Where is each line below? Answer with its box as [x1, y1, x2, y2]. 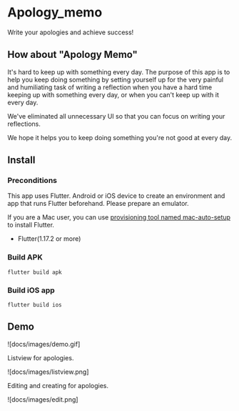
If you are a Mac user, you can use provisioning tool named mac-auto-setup [7, 213, 230, 222]
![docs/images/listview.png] [7, 367, 89, 376]
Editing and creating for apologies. [7, 381, 109, 390]
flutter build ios [7, 302, 62, 309]
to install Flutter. [7, 221, 55, 229]
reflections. [7, 119, 41, 128]
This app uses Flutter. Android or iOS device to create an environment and [7, 192, 225, 200]
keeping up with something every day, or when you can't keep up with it [7, 90, 220, 99]
